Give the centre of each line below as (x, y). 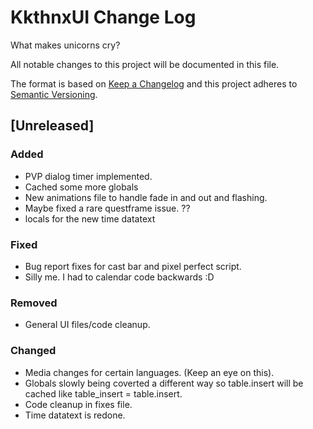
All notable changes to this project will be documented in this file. (145, 64)
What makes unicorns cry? (65, 45)
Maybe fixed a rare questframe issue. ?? (107, 208)
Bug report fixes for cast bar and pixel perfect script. (133, 266)
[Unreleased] (52, 126)
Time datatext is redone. (75, 415)
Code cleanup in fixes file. (78, 404)
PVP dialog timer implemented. (88, 176)
